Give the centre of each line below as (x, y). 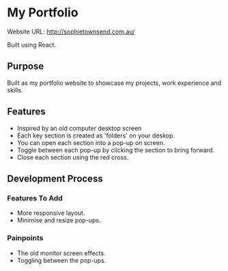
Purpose (26, 66)
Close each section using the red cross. (73, 157)
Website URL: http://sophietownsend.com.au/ (71, 31)
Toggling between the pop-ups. (61, 260)
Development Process (55, 178)
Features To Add (35, 198)
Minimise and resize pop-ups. (59, 220)
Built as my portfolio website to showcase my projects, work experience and (114, 83)
